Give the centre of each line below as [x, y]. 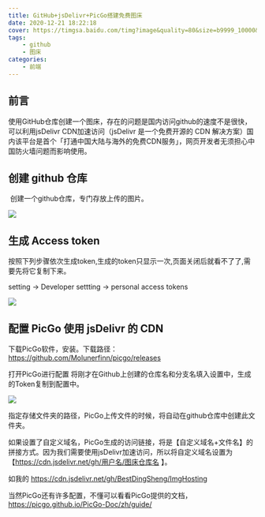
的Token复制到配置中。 [46, 384]
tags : [17, 37]
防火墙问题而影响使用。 [53, 151]
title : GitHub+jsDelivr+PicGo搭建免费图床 [75, 15]
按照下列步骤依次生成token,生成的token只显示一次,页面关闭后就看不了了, [126, 261]
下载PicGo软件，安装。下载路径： [63, 349]
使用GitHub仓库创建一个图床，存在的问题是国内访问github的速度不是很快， [130, 121]
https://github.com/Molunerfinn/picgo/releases [85, 358]
